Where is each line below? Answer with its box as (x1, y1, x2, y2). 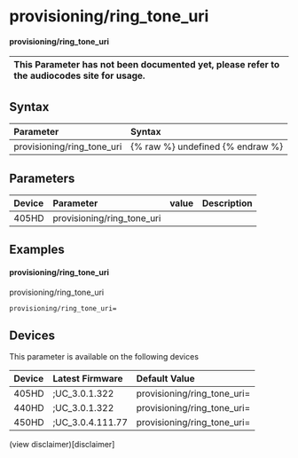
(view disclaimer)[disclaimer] (9, 439, 115, 450)
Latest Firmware (52, 373, 123, 385)
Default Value (136, 373, 195, 385)
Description (201, 197, 253, 209)
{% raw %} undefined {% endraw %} (129, 140, 284, 153)
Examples (9, 242, 65, 257)
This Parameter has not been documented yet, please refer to (13, 59, 280, 71)
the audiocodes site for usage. (13, 69, 145, 82)
